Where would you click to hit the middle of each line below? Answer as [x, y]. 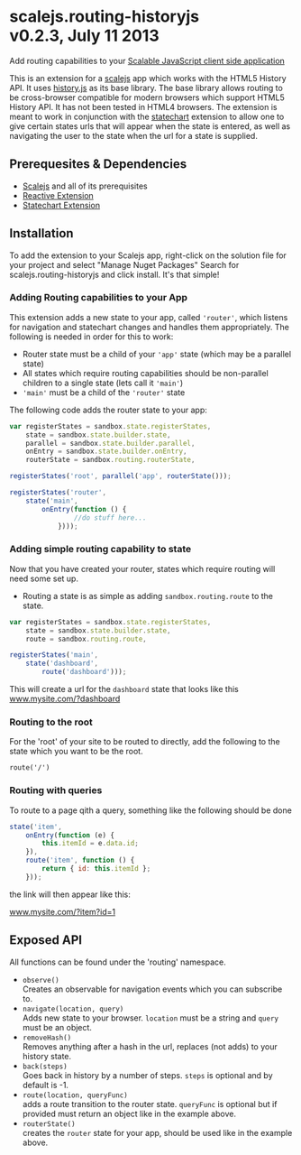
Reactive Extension [58, 195]
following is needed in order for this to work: [91, 337]
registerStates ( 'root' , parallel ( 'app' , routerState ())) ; [120, 476]
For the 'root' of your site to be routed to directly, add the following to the [145, 742]
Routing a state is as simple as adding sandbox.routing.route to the [147, 596]
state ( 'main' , [52, 501]
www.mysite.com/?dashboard [65, 699]
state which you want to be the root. [76, 752]
